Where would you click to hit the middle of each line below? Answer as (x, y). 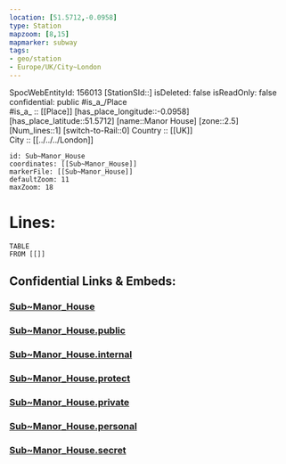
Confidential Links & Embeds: (93, 281)
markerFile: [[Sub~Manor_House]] (71, 171)
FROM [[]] (28, 254)
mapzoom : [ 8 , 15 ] (39, 34)
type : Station (36, 26)
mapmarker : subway (43, 42)
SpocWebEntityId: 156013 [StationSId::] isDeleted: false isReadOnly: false (143, 92)
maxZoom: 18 (31, 187)
